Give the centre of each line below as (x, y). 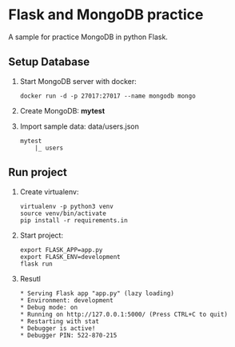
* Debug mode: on (49, 307)
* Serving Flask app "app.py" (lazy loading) (97, 293)
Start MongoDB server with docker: (78, 81)
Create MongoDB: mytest (62, 110)
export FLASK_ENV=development (70, 257)
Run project (38, 172)
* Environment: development (66, 300)
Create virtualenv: (49, 191)
